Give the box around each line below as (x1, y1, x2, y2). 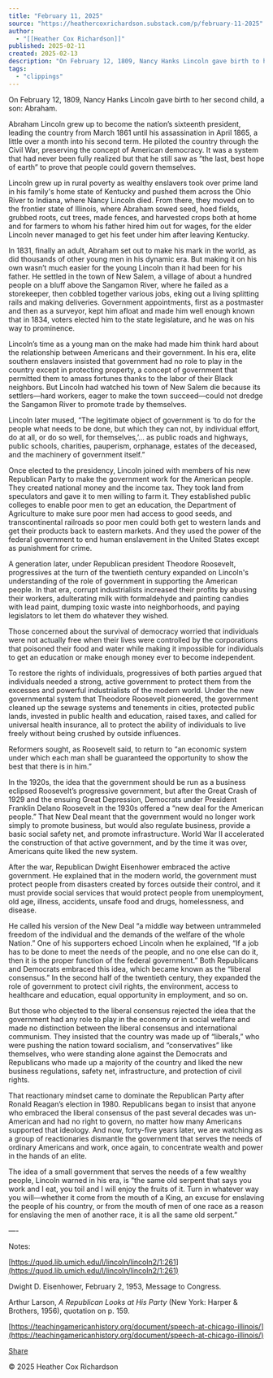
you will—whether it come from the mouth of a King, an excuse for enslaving (8, 1192, 265, 1202)
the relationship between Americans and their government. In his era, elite (8, 347, 256, 357)
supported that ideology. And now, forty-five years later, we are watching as (8, 1124, 263, 1134)
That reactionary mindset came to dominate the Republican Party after (8, 1090, 245, 1100)
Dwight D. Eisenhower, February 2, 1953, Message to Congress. (8, 1281, 222, 1291)
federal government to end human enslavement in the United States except (8, 534, 260, 544)
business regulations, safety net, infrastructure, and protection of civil (8, 1066, 242, 1076)
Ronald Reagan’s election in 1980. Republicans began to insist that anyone (8, 1098, 256, 1109)
